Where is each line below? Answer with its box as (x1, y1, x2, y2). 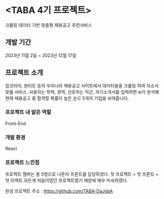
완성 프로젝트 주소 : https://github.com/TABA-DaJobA (5, 188, 113, 194)
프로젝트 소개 (5, 68, 43, 77)
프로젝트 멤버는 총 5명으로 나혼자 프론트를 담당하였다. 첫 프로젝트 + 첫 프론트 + (5, 171, 159, 177)
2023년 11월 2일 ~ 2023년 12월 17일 (5, 52, 76, 58)
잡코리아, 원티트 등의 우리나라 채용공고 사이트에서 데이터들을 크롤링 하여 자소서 (5, 82, 159, 88)
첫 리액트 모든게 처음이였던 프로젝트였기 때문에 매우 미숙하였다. (5, 177, 128, 183)
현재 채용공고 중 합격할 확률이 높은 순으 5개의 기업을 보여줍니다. (5, 95, 129, 101)
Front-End (5, 120, 26, 126)
